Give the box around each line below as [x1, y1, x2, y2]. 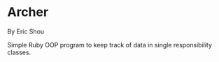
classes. [7, 48, 31, 56]
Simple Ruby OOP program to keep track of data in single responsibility [7, 40, 212, 49]
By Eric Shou [7, 27, 45, 36]
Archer [7, 4, 49, 20]
